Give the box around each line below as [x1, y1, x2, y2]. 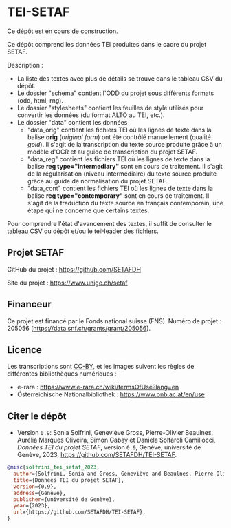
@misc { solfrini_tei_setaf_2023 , [7, 464, 100, 471]
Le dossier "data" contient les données [16, 118, 128, 126]
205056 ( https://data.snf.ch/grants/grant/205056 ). [7, 324, 151, 332]
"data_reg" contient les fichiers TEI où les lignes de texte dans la [27, 154, 210, 163]
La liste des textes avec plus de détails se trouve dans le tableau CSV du [16, 74, 223, 83]
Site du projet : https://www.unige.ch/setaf [7, 278, 128, 287]
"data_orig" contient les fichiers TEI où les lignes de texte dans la [27, 125, 212, 134]
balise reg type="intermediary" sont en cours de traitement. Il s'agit [27, 162, 223, 170]
